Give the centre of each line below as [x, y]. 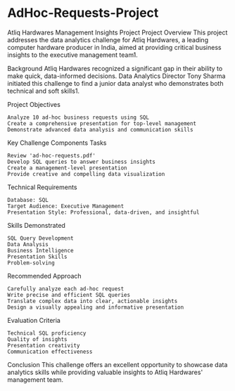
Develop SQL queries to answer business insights [82, 162]
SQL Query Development [40, 238]
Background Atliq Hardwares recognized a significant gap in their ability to [115, 68]
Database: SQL [28, 200]
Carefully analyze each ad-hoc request [66, 289]
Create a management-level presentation [68, 168]
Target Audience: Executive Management [66, 206]
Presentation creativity [44, 345]
